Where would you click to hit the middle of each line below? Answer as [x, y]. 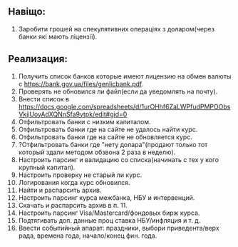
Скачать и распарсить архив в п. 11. [73, 205]
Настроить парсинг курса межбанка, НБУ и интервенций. [107, 197]
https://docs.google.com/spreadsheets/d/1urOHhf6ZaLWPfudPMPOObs [124, 106]
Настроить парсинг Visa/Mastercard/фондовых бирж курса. [109, 213]
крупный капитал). [47, 167]
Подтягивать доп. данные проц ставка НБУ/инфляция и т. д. [109, 220]
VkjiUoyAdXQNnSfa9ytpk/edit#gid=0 [73, 114]
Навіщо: [27, 12]
